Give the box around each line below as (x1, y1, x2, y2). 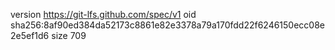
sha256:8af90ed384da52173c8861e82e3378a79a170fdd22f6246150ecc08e (10, 19, 326, 31)
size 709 (51, 30, 87, 41)
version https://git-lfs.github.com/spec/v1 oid (10, 9, 197, 20)
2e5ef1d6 (10, 30, 50, 41)
